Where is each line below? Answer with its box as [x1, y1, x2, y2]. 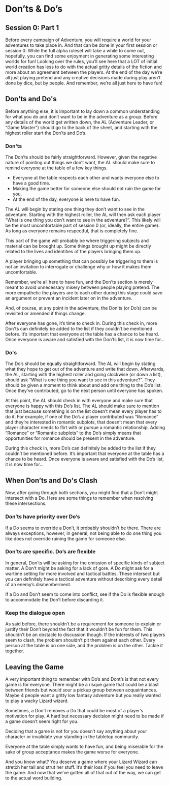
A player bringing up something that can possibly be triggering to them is [5, 258, 158, 264]
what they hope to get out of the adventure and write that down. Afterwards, [5, 366, 165, 372]
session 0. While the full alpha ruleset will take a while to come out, [5, 48, 146, 53]
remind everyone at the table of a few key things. [5, 165, 108, 171]
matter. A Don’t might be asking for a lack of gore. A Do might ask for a [5, 565, 153, 571]
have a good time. [12, 180, 51, 186]
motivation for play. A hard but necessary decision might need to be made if [5, 713, 164, 719]
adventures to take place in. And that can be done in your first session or [5, 42, 157, 48]
